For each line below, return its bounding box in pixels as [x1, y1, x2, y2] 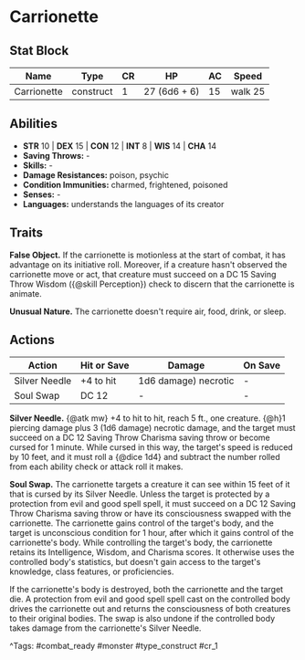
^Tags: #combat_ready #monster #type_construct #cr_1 [9, 641, 218, 652]
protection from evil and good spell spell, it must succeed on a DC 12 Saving [9, 498, 297, 509]
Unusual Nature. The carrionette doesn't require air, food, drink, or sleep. [9, 306, 287, 317]
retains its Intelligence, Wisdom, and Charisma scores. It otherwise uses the [9, 547, 295, 558]
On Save [243, 359, 281, 372]
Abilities [9, 116, 58, 131]
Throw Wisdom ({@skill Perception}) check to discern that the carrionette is [9, 278, 295, 289]
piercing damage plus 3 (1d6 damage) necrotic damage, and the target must [9, 423, 296, 434]
